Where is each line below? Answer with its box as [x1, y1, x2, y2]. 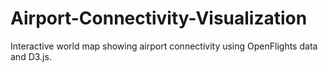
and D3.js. [10, 50, 52, 62]
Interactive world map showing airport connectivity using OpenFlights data [10, 40, 318, 52]
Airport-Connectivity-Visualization [10, 7, 308, 30]
